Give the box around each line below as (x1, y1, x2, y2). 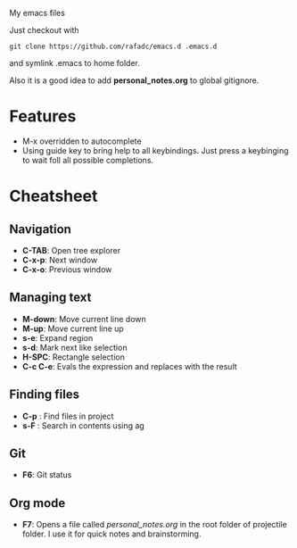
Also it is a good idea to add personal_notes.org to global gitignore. (9, 75, 260, 86)
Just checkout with (9, 25, 79, 35)
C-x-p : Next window (21, 254, 98, 265)
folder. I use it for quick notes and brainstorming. (21, 528, 202, 539)
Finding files (9, 387, 80, 403)
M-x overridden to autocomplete (21, 136, 142, 146)
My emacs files (9, 8, 65, 18)
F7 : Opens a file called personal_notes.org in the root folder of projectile (21, 519, 287, 530)
